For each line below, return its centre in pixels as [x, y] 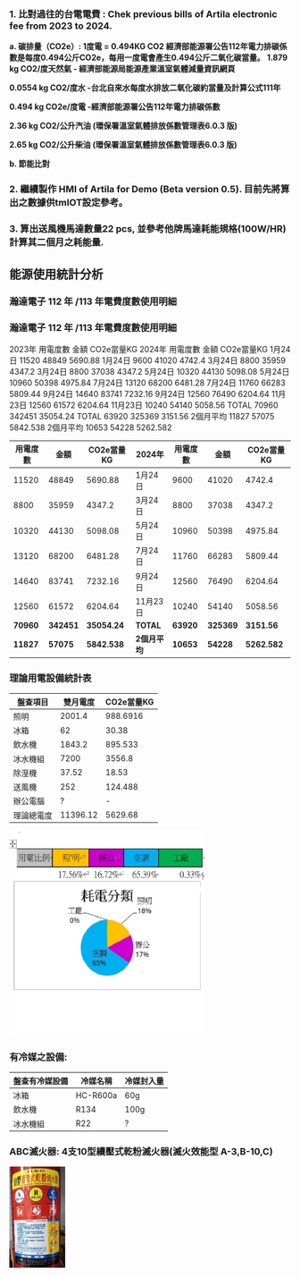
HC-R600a [96, 1095]
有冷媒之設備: [38, 1057]
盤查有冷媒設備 [41, 1080]
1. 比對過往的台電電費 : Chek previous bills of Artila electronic [143, 13]
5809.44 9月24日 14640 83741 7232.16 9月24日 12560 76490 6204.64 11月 [148, 393]
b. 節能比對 [30, 164]
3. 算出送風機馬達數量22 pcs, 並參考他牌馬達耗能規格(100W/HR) [148, 229]
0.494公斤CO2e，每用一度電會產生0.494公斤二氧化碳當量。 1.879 [164, 58]
